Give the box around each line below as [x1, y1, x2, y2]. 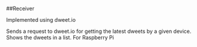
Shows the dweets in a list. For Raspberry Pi [6, 34, 114, 41]
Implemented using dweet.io [6, 16, 76, 23]
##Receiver [6, 5, 35, 12]
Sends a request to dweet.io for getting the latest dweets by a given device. [6, 28, 192, 35]
